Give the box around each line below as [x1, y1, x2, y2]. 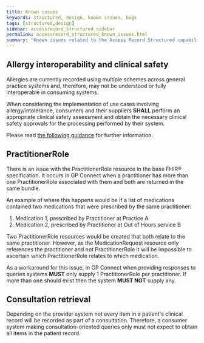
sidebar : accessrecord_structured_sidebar [6, 25, 115, 32]
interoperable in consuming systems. [6, 89, 99, 96]
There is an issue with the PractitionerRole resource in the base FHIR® [6, 165, 182, 172]
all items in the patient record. [6, 330, 81, 337]
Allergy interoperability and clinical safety [6, 59, 169, 70]
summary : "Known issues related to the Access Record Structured [6, 37, 175, 43]
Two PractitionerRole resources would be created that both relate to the [6, 233, 186, 240]
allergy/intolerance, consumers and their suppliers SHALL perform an [6, 107, 180, 114]
